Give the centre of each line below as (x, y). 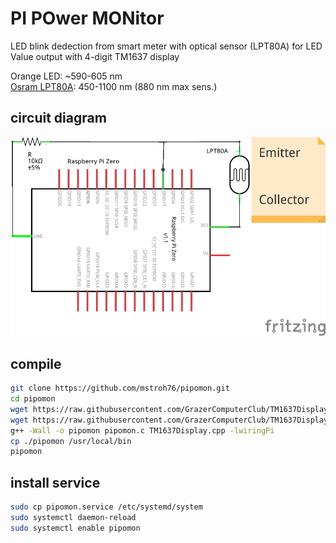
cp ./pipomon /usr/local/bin (71, 441)
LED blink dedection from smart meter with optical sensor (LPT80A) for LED (166, 46)
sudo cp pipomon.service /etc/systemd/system (106, 507)
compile (36, 363)
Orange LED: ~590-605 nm (66, 76)
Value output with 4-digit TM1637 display (95, 56)
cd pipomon (33, 399)
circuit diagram (58, 118)
